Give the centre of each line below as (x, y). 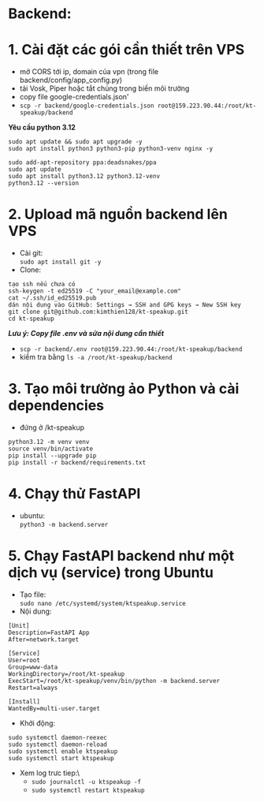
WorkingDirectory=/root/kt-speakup (67, 674)
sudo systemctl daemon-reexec (58, 737)
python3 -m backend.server (64, 524)
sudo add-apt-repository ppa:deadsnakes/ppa (82, 162)
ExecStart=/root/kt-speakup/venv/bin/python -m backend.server (114, 681)
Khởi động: (37, 723)
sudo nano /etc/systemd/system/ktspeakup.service (103, 603)
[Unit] (19, 625)
